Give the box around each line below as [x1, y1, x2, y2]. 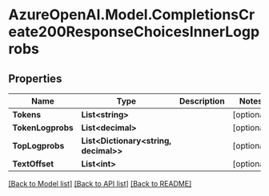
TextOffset [12, 158, 54, 169]
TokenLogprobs [12, 122, 74, 133]
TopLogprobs [12, 141, 65, 151]
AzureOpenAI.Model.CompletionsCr [8, 6, 255, 24]
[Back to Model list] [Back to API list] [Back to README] [8, 179, 192, 188]
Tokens [12, 109, 42, 120]
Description [179, 96, 226, 106]
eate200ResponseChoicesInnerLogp [8, 22, 260, 41]
